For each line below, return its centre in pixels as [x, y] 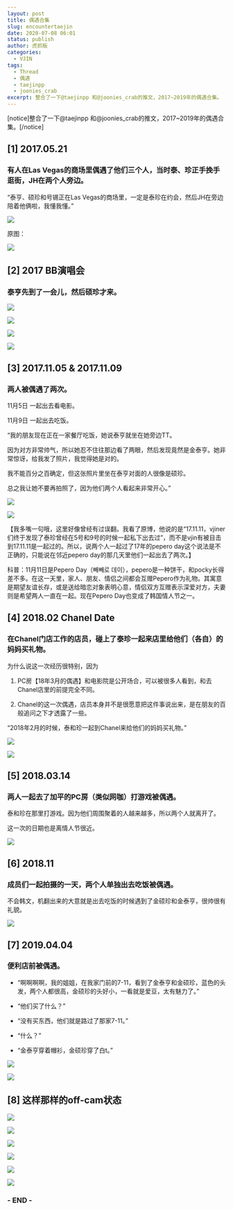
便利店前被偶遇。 [36, 966]
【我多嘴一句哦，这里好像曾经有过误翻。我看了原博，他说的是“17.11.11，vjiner [116, 529]
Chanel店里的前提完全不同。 [58, 689]
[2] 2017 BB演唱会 [46, 271]
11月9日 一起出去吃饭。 [40, 420]
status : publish [31, 40]
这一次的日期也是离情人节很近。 [53, 828]
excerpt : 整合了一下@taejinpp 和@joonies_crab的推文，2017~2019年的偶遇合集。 [115, 98]
